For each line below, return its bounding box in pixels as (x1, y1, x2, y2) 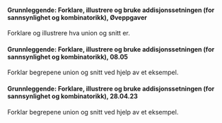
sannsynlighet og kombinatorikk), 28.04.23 (7, 92, 138, 100)
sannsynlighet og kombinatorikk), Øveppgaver (7, 13, 147, 21)
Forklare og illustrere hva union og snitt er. (7, 29, 131, 37)
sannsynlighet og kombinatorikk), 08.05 (7, 52, 129, 61)
